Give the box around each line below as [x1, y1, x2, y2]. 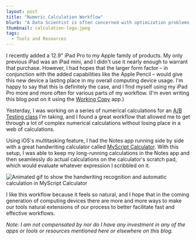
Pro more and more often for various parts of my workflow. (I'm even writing [6, 89, 190, 96]
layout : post [6, 8, 38, 15]
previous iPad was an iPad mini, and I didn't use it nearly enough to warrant [6, 58, 188, 65]
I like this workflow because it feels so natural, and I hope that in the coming [6, 191, 190, 198]
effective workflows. [6, 209, 56, 217]
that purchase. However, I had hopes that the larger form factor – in [6, 65, 169, 71]
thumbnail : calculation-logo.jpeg [6, 25, 91, 31]
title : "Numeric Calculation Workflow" [6, 14, 104, 20]
